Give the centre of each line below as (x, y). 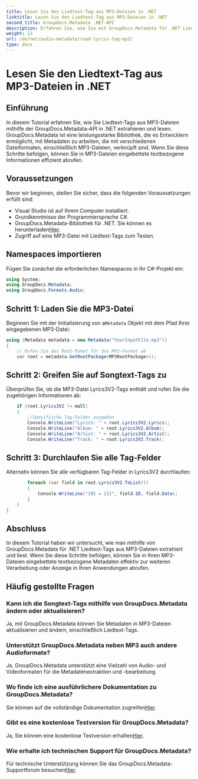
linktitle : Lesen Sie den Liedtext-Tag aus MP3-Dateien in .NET (87, 17)
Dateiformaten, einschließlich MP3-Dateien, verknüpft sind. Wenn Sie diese (98, 147)
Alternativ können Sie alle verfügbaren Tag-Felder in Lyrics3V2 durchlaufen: (98, 472)
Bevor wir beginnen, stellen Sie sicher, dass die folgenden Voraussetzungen (98, 193)
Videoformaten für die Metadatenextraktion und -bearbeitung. (82, 672)
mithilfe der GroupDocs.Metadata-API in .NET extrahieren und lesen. (89, 128)
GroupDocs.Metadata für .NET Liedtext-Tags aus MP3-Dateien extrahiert (95, 549)
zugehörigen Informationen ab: (44, 395)
